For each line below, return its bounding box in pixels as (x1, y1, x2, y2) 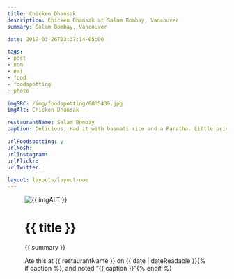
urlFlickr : (7, 158, 39, 165)
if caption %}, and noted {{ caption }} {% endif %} (24, 264, 172, 273)
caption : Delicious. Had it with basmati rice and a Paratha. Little (7, 126, 214, 133)
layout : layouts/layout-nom (7, 176, 89, 183)
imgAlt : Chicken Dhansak (7, 106, 79, 114)
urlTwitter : (7, 164, 42, 171)
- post (7, 55, 26, 62)
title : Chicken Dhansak (7, 10, 77, 17)
